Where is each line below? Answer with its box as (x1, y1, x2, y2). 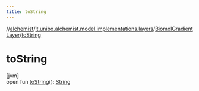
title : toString (6, 8, 46, 15)
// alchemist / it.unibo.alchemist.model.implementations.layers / (6, 25, 156, 32)
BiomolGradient (155, 25, 193, 32)
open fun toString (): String (6, 78, 71, 85)
